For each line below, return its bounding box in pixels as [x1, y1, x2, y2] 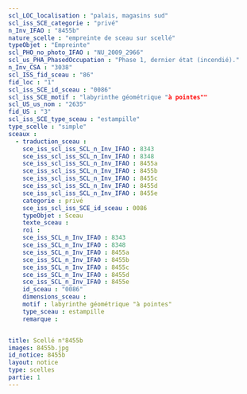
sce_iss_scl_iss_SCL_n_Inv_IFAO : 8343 [22, 145, 155, 153]
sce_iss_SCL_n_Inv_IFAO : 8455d [22, 271, 129, 279]
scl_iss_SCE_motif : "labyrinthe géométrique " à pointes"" [8, 93, 208, 101]
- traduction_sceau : [15, 137, 87, 146]
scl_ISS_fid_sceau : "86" [8, 71, 94, 79]
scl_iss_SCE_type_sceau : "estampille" [8, 115, 141, 123]
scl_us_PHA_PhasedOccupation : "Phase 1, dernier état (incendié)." [8, 57, 240, 64]
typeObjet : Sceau [22, 212, 83, 220]
